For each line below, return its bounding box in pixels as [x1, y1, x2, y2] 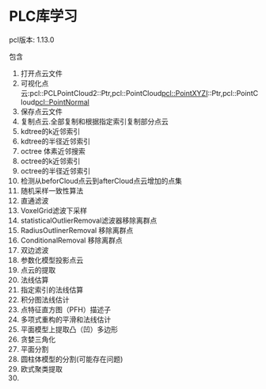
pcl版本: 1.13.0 [9, 35, 55, 44]
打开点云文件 [20, 68, 63, 78]
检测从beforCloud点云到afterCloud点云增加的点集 [20, 176, 183, 185]
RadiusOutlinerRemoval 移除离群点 [20, 225, 134, 235]
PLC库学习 [9, 7, 78, 25]
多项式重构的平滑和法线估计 [20, 315, 112, 324]
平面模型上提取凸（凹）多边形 [20, 324, 118, 334]
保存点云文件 [20, 106, 63, 116]
